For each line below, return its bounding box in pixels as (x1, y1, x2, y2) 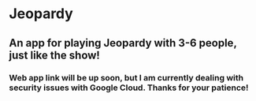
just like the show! (9, 48, 101, 62)
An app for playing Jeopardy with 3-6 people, (9, 36, 237, 50)
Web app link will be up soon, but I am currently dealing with (9, 72, 243, 83)
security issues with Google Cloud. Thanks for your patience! (9, 82, 249, 93)
